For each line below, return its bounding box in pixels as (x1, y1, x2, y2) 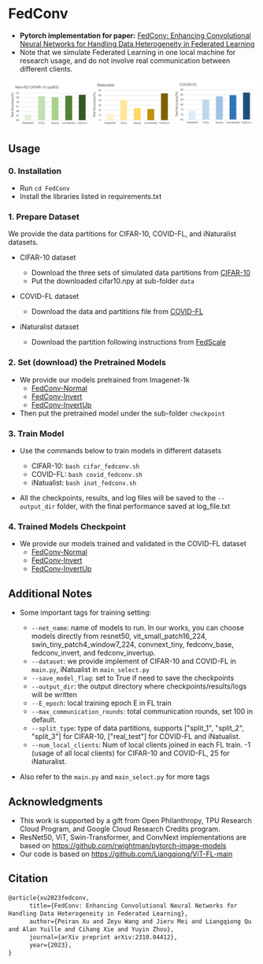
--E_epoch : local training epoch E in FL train (31, 698, 172, 708)
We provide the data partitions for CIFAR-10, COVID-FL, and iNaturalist (8, 229, 237, 238)
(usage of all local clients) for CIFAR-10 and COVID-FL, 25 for (31, 748, 230, 758)
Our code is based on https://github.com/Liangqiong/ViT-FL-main (19, 849, 233, 859)
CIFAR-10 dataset (19, 253, 76, 262)
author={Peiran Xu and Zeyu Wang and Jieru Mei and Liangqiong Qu (28, 918, 252, 925)
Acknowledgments (8, 795, 104, 808)
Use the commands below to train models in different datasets (19, 446, 222, 456)
